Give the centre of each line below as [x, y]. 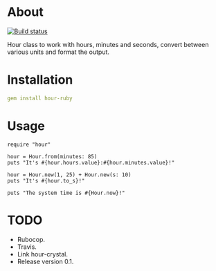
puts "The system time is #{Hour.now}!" [66, 193]
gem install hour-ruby [40, 98]
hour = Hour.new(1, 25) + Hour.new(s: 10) [69, 175]
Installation [40, 80]
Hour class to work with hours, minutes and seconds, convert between [108, 44]
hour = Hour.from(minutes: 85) [52, 156]
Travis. [27, 247]
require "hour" [29, 144]
